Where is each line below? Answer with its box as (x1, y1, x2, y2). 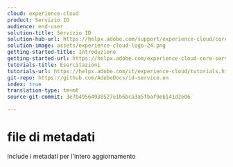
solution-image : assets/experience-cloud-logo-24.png (7, 42, 166, 49)
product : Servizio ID (7, 17, 70, 23)
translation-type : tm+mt (7, 87, 79, 94)
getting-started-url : (7, 55, 70, 62)
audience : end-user (7, 23, 64, 30)
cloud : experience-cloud (7, 10, 79, 17)
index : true (7, 81, 42, 88)
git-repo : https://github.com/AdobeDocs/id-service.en (7, 74, 169, 81)
